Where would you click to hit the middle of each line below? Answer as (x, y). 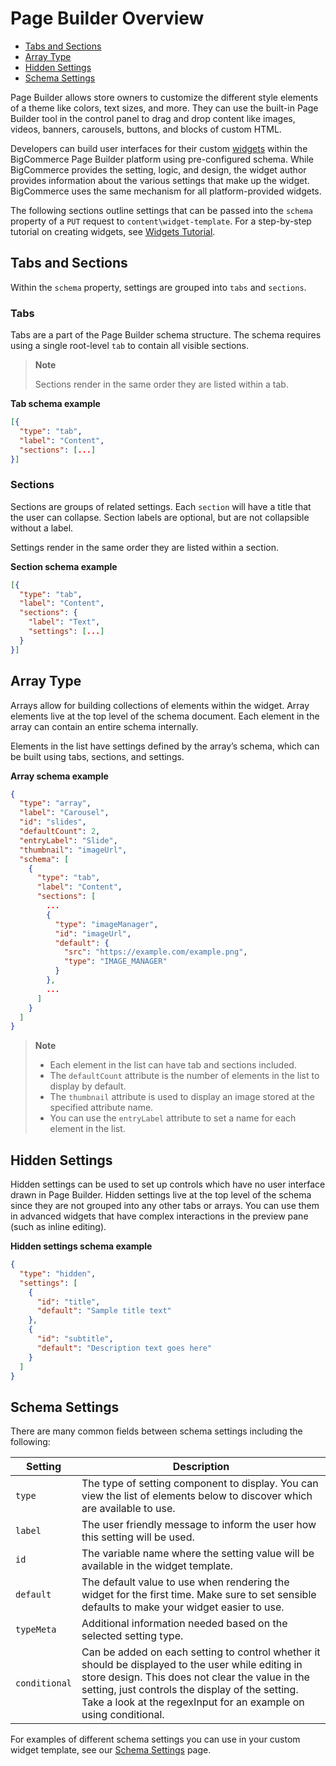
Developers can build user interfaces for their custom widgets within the (159, 148)
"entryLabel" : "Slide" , (68, 840)
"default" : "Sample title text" (104, 1311)
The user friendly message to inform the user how (199, 1525)
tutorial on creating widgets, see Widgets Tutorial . (113, 231)
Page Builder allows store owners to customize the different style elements (164, 97)
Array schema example (59, 776)
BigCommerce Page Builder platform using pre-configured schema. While (162, 159)
